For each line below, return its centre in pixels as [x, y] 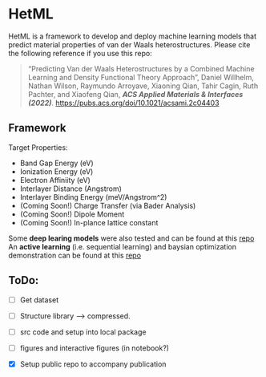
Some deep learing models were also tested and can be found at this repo [131, 238]
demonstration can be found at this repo [75, 255]
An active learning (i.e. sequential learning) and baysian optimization [122, 246]
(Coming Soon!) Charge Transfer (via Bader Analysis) [108, 205]
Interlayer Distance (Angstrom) [71, 188]
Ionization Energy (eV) [56, 171]
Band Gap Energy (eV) [56, 163]
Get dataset [39, 300]
